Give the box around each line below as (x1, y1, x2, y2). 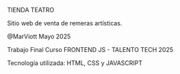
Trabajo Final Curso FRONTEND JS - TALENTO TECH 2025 (7, 46, 174, 53)
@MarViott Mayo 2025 (7, 32, 71, 40)
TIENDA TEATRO (7, 6, 55, 14)
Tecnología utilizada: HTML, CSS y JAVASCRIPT (7, 59, 143, 67)
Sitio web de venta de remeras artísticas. (7, 19, 123, 27)
